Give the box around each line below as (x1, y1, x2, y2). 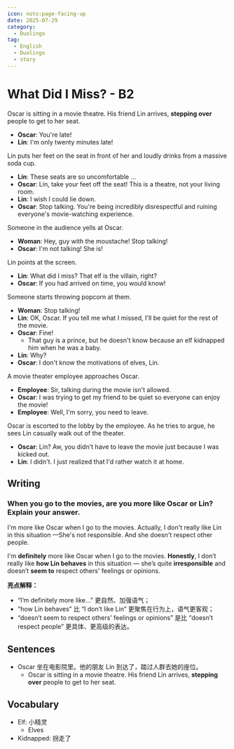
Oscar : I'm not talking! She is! (17, 244, 103, 252)
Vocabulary (7, 699, 60, 710)
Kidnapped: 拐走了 (17, 734, 71, 742)
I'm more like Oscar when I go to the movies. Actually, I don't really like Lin (7, 523, 222, 532)
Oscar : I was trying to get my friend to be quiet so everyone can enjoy (17, 393, 221, 401)
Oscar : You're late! (17, 130, 72, 139)
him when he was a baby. (27, 343, 102, 351)
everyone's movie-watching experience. (17, 210, 135, 218)
